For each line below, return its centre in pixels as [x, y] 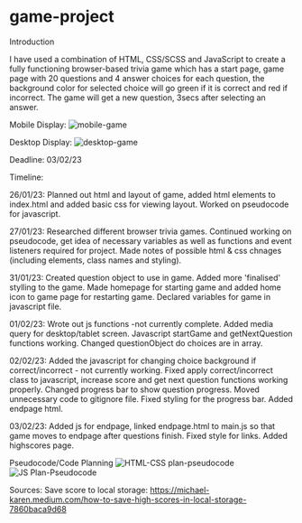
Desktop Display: [41, 142]
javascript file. [36, 306]
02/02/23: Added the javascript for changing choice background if [133, 360]
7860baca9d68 [38, 509]
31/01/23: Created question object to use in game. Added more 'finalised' [145, 277]
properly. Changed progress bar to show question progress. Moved [134, 389]
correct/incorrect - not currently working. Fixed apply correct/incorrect [141, 370]
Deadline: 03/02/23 [46, 159]
